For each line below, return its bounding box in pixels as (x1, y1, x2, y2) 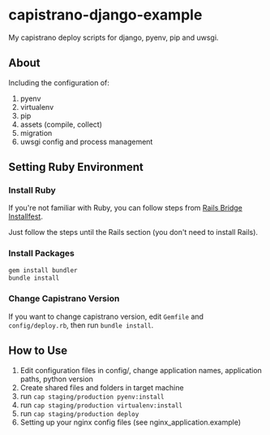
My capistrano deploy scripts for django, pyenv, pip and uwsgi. (8, 33, 219, 42)
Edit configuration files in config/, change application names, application (19, 365, 262, 375)
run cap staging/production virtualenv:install (19, 400, 183, 410)
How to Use (8, 344, 68, 358)
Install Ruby (8, 185, 57, 196)
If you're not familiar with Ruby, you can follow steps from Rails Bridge (8, 203, 243, 213)
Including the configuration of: (8, 77, 109, 87)
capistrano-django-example (8, 6, 203, 24)
